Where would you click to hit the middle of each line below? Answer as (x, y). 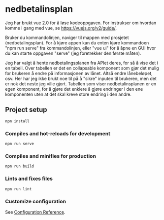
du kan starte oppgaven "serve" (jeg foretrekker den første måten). (73, 53)
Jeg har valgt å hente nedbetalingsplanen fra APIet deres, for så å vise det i (82, 63)
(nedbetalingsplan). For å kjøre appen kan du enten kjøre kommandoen (77, 42)
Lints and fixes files (29, 179)
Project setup (26, 110)
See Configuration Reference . (35, 212)
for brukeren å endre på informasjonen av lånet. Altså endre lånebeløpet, (79, 73)
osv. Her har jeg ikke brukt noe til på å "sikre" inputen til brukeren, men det (81, 78)
